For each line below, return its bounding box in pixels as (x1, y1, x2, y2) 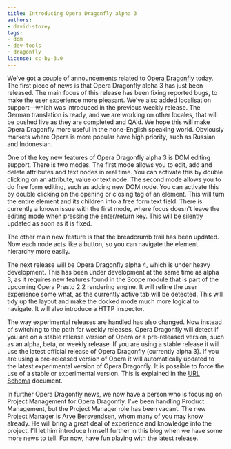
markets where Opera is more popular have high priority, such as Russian (7, 132, 216, 141)
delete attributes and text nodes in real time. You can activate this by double (7, 168, 223, 176)
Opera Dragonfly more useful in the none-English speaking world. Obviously (7, 125, 224, 133)
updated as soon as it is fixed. (7, 219, 92, 228)
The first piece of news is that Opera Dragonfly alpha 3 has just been (7, 81, 203, 90)
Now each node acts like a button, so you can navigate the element (7, 239, 199, 248)
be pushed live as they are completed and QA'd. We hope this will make (7, 118, 210, 126)
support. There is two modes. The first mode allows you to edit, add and (7, 160, 212, 169)
